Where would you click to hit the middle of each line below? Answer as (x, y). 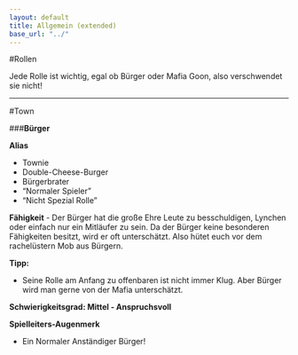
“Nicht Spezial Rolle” (59, 201)
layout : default (39, 17)
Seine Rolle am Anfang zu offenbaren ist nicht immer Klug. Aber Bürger (152, 280)
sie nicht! (26, 86)
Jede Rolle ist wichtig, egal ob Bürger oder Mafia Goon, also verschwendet (146, 76)
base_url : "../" (39, 34)
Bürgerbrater (46, 182)
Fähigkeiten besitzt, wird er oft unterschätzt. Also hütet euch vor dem (136, 237)
